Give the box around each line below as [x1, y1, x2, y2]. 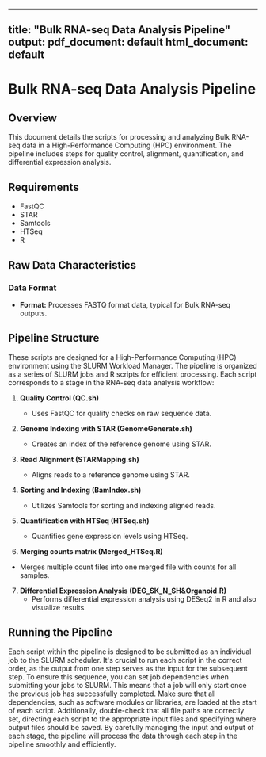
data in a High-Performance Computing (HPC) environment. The [22, 140, 232, 151]
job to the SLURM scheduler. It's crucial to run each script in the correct [8, 655, 243, 664]
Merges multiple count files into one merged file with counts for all [19, 562, 237, 572]
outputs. [19, 308, 47, 318]
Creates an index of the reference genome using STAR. [31, 439, 211, 449]
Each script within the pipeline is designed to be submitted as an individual [8, 647, 252, 656]
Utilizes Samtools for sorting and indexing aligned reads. [31, 500, 216, 510]
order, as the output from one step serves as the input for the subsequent [8, 663, 248, 673]
